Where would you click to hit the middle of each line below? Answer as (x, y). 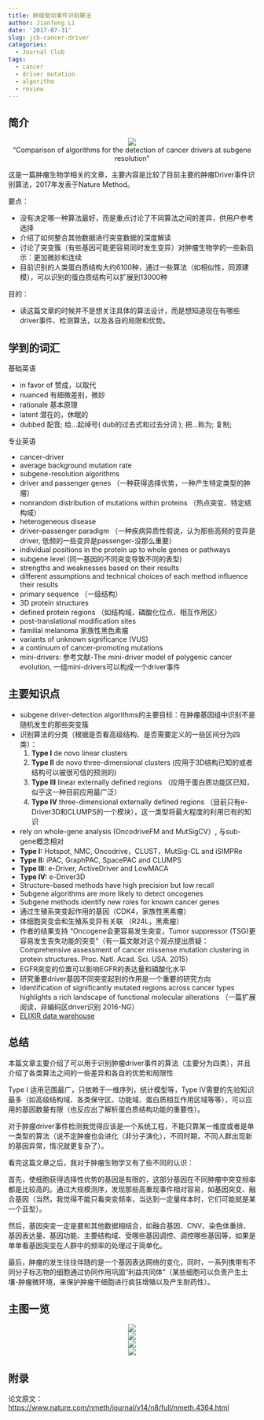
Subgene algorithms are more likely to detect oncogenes (111, 893)
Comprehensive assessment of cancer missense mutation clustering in (134, 949)
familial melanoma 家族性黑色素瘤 (74, 630)
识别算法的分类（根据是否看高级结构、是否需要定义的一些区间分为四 (130, 734)
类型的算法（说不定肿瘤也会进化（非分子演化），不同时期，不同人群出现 (130, 1135)
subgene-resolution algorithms (70, 473)
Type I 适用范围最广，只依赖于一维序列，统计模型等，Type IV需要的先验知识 (131, 1090)
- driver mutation (46, 74)
